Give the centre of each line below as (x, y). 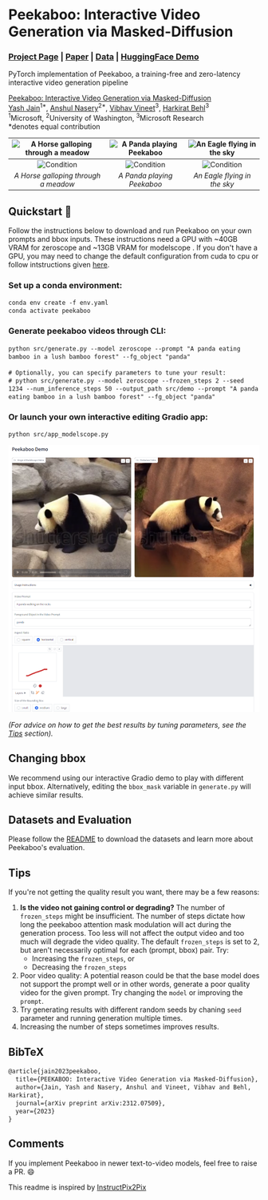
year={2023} (35, 1111)
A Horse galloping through (57, 175)
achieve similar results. (46, 795)
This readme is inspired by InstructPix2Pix (77, 1187)
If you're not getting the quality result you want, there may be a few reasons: (134, 892)
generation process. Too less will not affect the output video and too (132, 933)
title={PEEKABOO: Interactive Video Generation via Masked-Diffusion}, (137, 1079)
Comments (36, 1144)
